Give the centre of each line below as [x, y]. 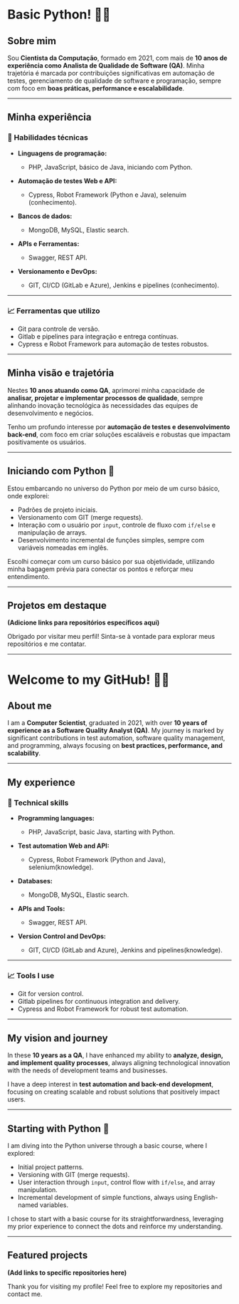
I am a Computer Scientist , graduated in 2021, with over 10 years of [107, 723]
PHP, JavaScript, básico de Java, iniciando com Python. [110, 167]
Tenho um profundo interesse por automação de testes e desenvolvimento [119, 426]
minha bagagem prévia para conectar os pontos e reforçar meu [100, 569]
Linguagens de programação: [62, 153]
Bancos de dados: [45, 216]
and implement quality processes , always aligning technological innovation [119, 1063]
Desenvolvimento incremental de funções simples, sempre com [111, 540]
